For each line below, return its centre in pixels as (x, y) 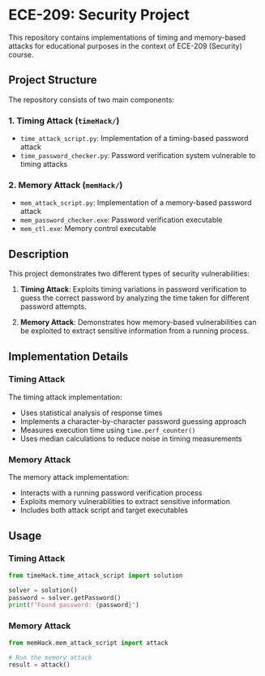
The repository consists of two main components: (91, 100)
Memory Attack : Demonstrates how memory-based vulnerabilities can (138, 323)
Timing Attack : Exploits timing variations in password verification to (133, 289)
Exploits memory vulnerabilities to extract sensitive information (125, 502)
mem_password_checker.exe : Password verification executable (121, 220)
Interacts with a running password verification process (111, 493)
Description (38, 254)
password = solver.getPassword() (65, 597)
